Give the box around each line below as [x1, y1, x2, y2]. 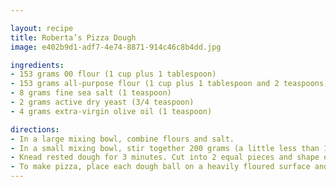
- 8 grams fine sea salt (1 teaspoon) [10, 88, 172, 98]
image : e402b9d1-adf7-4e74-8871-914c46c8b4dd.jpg [10, 42, 222, 52]
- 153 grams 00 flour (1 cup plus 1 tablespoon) [10, 69, 217, 80]
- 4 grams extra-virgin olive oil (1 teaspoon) [10, 106, 213, 116]
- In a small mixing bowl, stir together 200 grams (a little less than [10, 143, 320, 153]
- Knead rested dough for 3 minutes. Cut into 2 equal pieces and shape [10, 152, 320, 163]
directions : [10, 124, 60, 135]
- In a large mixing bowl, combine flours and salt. [10, 134, 235, 144]
